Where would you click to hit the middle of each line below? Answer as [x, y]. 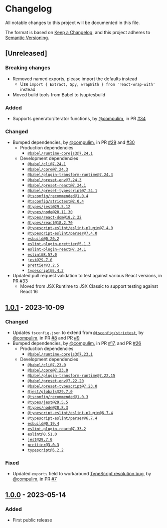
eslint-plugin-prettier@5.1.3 [59, 244]
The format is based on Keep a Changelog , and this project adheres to [78, 32]
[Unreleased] [26, 53]
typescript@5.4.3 [45, 271]
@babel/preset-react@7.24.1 [57, 186]
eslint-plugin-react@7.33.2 [57, 429]
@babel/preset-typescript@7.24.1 [62, 191]
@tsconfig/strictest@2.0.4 [56, 202]
